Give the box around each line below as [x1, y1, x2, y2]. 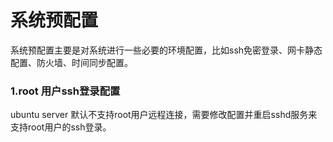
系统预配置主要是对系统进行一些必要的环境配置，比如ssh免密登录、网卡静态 [10, 44, 323, 56]
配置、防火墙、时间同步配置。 [10, 56, 133, 68]
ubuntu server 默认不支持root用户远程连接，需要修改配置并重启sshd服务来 [10, 109, 318, 121]
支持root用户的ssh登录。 [10, 121, 112, 133]
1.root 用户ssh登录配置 [10, 84, 121, 98]
